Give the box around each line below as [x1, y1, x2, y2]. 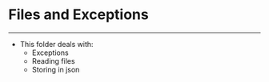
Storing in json [31, 64, 80, 74]
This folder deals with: [19, 39, 94, 49]
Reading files [31, 56, 75, 65]
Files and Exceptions [8, 6, 150, 24]
